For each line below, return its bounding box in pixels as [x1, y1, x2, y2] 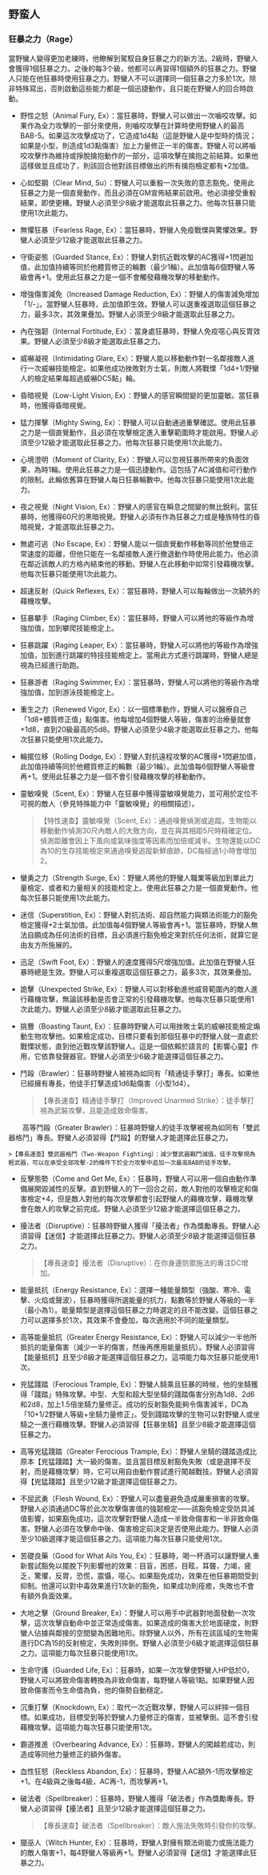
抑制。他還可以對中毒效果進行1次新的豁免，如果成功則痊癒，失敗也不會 [19, 1581, 254, 1590]
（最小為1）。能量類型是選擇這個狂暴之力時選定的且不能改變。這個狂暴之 [19, 1305, 258, 1314]
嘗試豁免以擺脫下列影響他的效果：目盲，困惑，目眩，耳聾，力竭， [26, 1560, 245, 1570]
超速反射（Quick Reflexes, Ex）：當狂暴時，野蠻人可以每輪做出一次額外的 [19, 586, 261, 595]
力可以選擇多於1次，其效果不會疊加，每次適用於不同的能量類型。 [19, 1315, 234, 1325]
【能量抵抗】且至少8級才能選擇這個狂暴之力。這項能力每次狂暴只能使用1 [19, 1352, 259, 1362]
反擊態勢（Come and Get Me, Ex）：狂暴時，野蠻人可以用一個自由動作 [19, 1174, 250, 1183]
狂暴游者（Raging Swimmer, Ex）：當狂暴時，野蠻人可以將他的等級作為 [19, 677, 253, 687]
